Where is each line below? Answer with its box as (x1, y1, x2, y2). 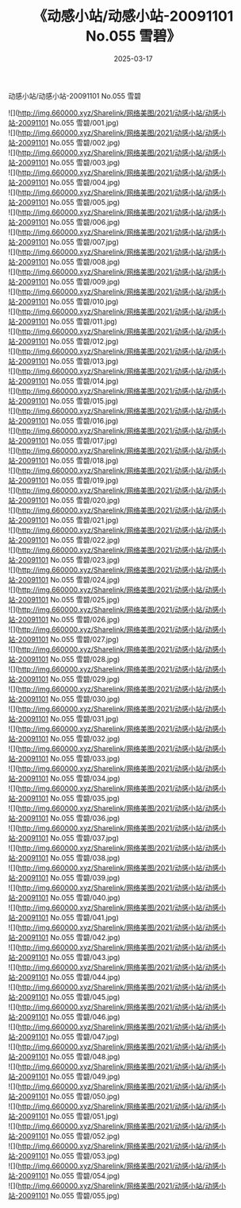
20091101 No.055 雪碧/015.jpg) (17, 396, 119, 405)
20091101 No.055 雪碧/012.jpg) (17, 336, 119, 346)
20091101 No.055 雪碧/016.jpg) (17, 416, 119, 425)
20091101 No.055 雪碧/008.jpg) (17, 257, 120, 266)
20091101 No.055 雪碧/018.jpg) (17, 455, 119, 465)
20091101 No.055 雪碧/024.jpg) (17, 575, 120, 584)
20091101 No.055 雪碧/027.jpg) (17, 634, 119, 644)
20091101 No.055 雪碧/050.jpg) (17, 1091, 120, 1101)
